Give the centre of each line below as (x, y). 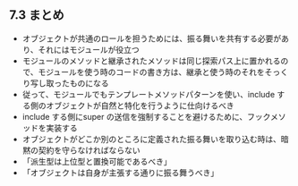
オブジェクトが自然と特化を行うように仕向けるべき (140, 106)
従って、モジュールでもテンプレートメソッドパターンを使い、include (149, 94)
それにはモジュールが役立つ (89, 49)
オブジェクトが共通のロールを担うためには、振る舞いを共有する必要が (152, 38)
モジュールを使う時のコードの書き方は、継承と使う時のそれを (152, 72)
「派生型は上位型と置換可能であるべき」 (97, 161)
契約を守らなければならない (89, 150)
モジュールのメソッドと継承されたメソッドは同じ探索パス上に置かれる (151, 61)
